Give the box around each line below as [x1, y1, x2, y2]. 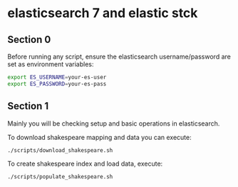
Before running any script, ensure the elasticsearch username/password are [7, 52, 232, 61]
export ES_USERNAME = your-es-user [7, 74, 107, 81]
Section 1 [7, 100, 48, 112]
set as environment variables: [7, 60, 94, 69]
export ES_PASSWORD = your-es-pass [7, 80, 107, 87]
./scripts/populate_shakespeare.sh [7, 173, 113, 181]
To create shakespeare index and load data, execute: [7, 159, 163, 168]
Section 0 [7, 34, 51, 46]
